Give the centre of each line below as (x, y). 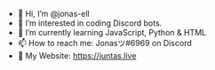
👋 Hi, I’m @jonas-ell (54, 14)
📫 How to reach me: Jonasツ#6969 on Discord (105, 43)
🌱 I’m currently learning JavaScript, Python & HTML (112, 32)
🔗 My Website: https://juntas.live (77, 56)
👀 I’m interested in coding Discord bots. (90, 23)
